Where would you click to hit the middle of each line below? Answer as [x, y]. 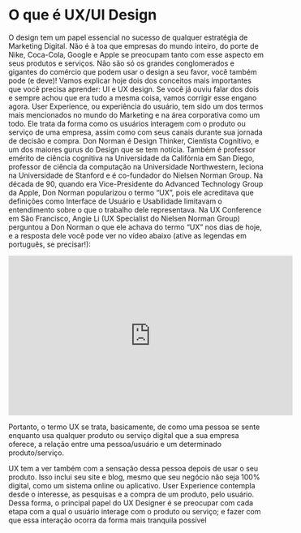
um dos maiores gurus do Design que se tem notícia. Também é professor [132, 149]
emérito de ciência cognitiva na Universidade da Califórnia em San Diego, [131, 158]
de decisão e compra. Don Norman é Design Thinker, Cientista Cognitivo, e [134, 140]
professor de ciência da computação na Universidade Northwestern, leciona [136, 166]
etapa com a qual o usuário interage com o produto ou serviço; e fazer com [135, 511]
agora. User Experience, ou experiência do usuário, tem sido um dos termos [136, 106]
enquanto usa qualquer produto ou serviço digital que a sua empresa [124, 435]
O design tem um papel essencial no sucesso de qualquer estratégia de [128, 37]
